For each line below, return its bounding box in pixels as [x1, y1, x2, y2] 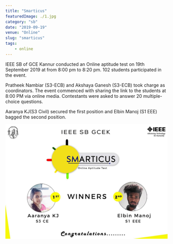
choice [5, 98, 20, 104]
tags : [5, 41, 17, 46]
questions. [21, 98, 43, 104]
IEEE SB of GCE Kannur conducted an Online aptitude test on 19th [5, 61, 145, 67]
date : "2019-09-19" [5, 25, 47, 30]
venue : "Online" [5, 30, 40, 36]
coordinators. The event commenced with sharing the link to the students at [5, 88, 166, 94]
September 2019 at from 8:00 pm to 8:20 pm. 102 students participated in [5, 66, 162, 73]
